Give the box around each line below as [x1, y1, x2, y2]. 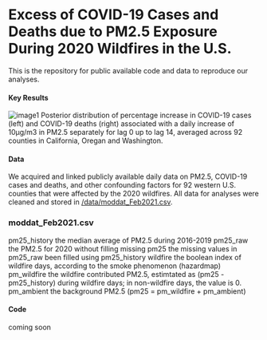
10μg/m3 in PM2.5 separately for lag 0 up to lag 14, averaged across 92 [8, 128, 243, 137]
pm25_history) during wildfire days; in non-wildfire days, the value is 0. [8, 278, 242, 287]
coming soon [8, 322, 52, 332]
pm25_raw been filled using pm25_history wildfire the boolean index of [8, 252, 241, 262]
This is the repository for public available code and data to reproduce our [8, 65, 249, 75]
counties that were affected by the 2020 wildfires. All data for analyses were [8, 189, 259, 199]
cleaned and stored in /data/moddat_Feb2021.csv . [8, 197, 173, 207]
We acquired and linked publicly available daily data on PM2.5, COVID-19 [8, 172, 248, 181]
